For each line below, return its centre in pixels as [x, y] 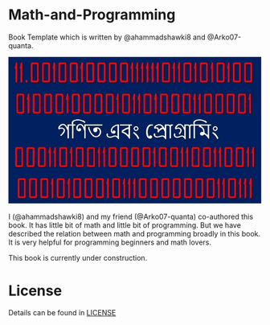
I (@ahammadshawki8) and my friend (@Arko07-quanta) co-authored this [131, 217]
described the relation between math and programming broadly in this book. [135, 234]
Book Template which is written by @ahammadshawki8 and [107, 37]
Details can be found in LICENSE [62, 313]
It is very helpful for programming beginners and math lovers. [110, 242]
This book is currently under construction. [78, 258]
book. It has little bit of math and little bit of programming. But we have [125, 225]
